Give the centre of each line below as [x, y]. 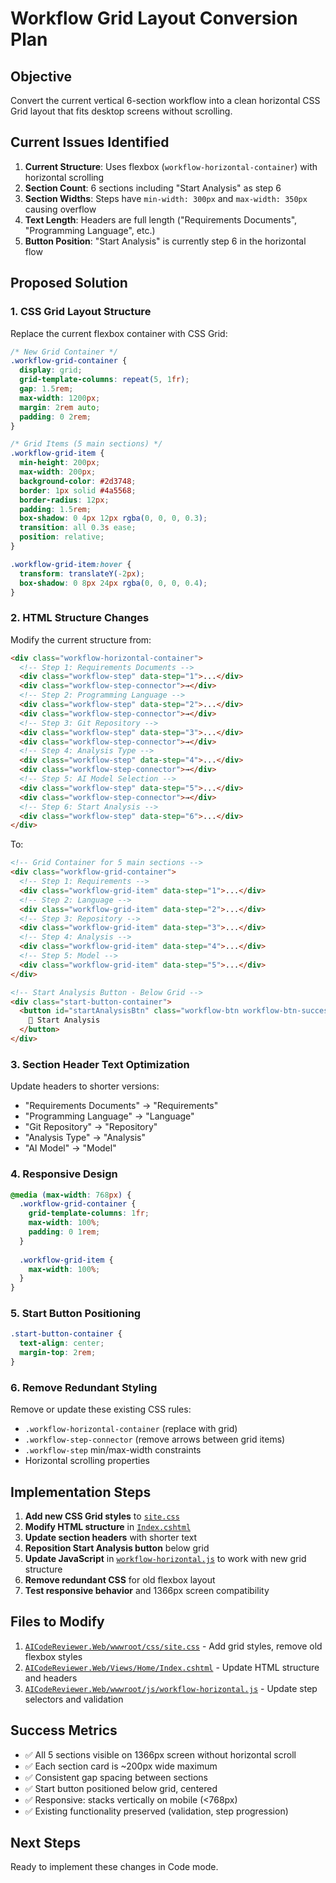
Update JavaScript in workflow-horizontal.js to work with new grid [165, 1559]
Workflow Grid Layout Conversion [154, 18]
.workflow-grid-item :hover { [71, 564]
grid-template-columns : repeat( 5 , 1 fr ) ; [104, 380]
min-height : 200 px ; [60, 463]
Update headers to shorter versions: [85, 1086]
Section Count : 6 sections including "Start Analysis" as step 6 [153, 188]
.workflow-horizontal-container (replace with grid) [131, 1429]
